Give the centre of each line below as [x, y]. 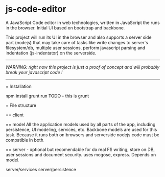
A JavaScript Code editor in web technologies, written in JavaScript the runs [83, 23]
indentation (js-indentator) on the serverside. [51, 53]
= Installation [19, 86]
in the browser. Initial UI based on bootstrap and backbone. [65, 27]
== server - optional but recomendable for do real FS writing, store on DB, [80, 149]
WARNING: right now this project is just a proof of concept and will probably [82, 67]
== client [15, 115]
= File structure [21, 105]
